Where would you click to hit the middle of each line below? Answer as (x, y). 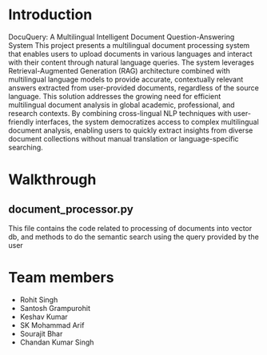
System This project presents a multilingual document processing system (129, 45)
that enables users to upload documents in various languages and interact (131, 54)
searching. (26, 147)
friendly (21, 122)
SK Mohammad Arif (52, 325)
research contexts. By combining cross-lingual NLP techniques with (120, 113)
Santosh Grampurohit (55, 308)
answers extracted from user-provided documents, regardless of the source (134, 88)
